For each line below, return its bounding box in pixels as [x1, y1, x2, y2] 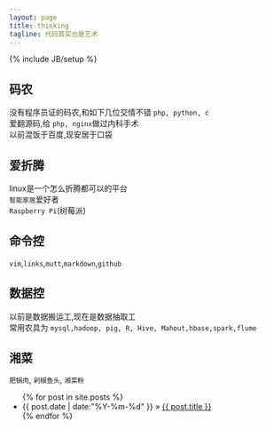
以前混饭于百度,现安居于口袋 [9, 130, 113, 140]
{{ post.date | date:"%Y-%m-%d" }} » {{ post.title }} [21, 401, 212, 412]
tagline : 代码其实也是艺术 [9, 29, 98, 38]
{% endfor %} [21, 410, 74, 422]
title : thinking [9, 21, 69, 30]
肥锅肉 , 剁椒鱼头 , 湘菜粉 [9, 375, 84, 385]
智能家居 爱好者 [9, 195, 59, 204]
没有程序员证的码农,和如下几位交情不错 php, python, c [9, 107, 210, 118]
